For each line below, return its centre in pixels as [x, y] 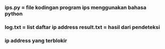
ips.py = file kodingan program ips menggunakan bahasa [75, 7]
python [14, 13]
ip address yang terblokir [36, 40]
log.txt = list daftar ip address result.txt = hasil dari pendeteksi [82, 27]
